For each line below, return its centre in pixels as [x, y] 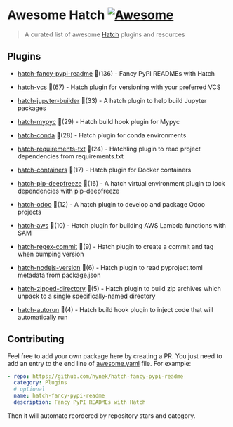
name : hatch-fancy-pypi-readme [59, 396]
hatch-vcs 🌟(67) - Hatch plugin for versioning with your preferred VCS [119, 87]
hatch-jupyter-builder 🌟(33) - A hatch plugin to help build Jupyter [112, 100]
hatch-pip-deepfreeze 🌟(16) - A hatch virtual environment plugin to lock [121, 183]
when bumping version [51, 254]
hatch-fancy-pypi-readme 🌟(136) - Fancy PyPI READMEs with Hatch [116, 73]
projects [29, 212]
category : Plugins [41, 383]
